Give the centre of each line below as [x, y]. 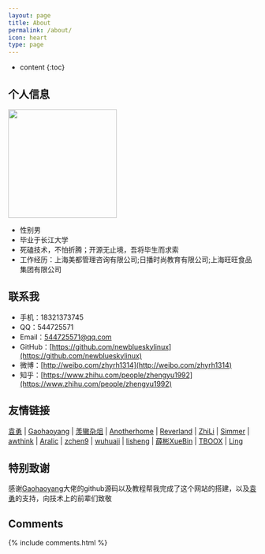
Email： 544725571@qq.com [65, 337]
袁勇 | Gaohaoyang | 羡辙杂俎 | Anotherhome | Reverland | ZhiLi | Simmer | [129, 431]
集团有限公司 [40, 269]
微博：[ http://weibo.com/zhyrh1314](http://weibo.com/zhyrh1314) [126, 365]
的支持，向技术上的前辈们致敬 [63, 499]
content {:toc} [42, 67]
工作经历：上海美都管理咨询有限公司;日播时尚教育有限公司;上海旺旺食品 [136, 259]
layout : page [30, 15]
